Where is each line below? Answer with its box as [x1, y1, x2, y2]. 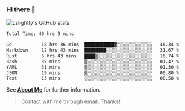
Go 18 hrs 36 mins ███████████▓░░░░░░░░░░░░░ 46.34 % [6, 42, 180, 48]
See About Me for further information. [6, 86, 101, 94]
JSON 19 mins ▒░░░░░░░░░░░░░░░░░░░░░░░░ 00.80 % [6, 69, 180, 76]
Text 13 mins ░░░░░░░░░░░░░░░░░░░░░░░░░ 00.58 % [6, 75, 180, 81]
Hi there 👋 [6, 5, 36, 14]
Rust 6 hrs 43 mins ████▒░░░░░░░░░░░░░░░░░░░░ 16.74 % [6, 52, 180, 59]
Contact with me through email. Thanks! [20, 98, 121, 105]
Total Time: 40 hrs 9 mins [6, 31, 74, 37]
